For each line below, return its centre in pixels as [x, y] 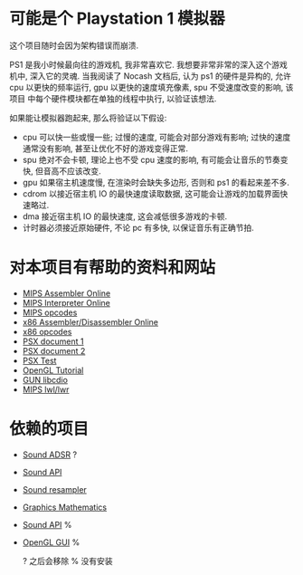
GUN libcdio [45, 379]
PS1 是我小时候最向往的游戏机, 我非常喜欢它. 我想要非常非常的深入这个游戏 [148, 64]
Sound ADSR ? [50, 455]
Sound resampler [55, 489]
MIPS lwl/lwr [46, 389]
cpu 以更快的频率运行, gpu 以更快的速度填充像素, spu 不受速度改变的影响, [147, 87]
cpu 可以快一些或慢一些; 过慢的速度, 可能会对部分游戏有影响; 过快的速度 [156, 137]
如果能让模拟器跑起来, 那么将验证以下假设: [88, 118]
